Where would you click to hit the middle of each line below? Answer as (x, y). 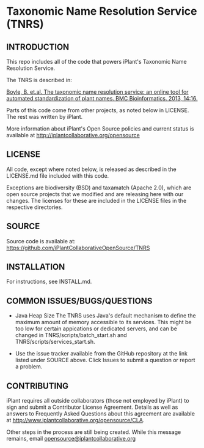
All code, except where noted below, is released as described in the (91, 169)
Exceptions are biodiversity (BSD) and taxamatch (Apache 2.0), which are (99, 188)
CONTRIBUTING (38, 386)
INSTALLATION (36, 267)
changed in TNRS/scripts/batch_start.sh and (71, 335)
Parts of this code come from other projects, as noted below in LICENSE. (98, 110)
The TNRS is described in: (39, 80)
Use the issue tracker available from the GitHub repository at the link (101, 354)
